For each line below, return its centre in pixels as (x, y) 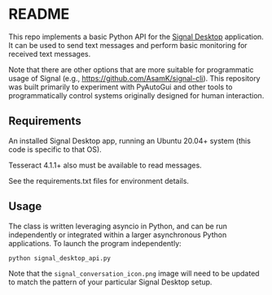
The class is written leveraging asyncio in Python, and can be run (118, 226)
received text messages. (50, 54)
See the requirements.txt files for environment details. (99, 180)
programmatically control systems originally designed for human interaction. (136, 95)
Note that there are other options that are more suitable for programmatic (131, 69)
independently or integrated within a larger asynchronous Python (118, 234)
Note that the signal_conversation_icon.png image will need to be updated (134, 273)
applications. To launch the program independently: (95, 243)
